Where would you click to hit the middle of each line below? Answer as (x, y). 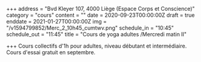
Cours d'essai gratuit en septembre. (51, 52)
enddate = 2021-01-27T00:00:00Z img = (56, 21)
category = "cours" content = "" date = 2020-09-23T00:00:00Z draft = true (101, 15)
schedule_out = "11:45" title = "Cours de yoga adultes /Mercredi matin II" (97, 34)
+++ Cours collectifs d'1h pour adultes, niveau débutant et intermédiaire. (97, 46)
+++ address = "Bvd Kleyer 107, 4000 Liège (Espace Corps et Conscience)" (101, 9)
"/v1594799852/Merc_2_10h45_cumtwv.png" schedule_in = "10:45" (90, 28)
